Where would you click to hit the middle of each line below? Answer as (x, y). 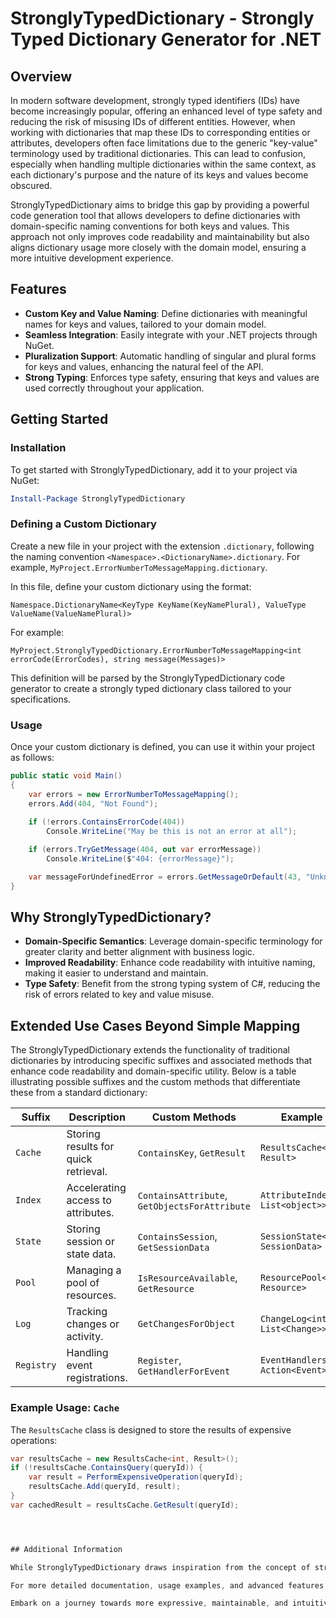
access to (89, 1200)
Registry (36, 1365)
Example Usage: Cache (65, 1408)
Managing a (94, 1270)
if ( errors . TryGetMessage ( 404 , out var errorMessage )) (145, 850)
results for (90, 1147)
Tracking (87, 1312)
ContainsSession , (177, 1237)
